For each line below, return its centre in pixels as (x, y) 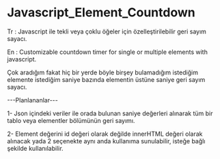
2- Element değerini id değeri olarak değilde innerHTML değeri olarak (105, 134)
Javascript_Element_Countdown (101, 13)
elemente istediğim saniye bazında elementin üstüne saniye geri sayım (106, 79)
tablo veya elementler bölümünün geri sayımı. (71, 120)
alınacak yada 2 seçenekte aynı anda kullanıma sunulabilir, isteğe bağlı (106, 141)
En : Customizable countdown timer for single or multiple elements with (108, 52)
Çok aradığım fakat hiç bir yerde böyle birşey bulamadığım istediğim (102, 72)
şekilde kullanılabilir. (35, 148)
